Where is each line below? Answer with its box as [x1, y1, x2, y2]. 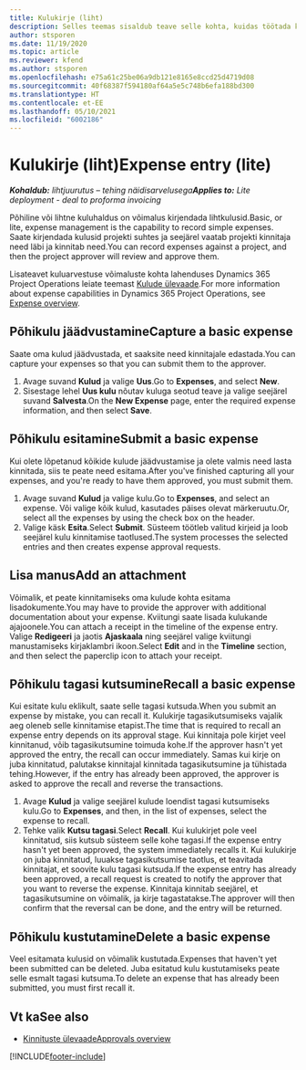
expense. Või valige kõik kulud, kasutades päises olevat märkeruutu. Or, [22, 502, 290, 513]
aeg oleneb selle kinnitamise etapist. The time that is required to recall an [9, 720, 281, 731]
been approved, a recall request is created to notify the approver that [22, 874, 282, 885]
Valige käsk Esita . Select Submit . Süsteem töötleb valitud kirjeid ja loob [22, 521, 289, 532]
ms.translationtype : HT [9, 89, 100, 99]
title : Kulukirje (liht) [9, 13, 104, 23]
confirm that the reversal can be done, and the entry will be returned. [22, 903, 282, 914]
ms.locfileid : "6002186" [9, 115, 104, 124]
